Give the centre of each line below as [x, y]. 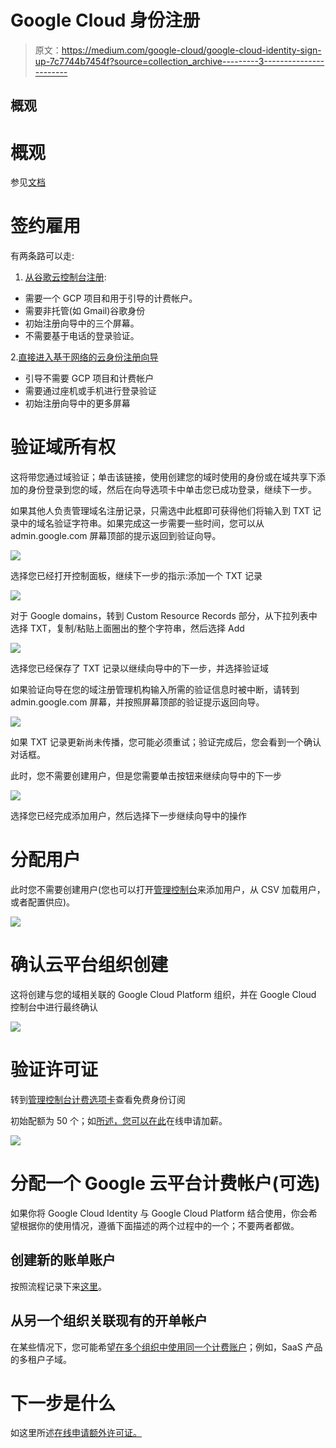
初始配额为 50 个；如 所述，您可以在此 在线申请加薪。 [119, 1120]
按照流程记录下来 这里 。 [58, 1286]
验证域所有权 [63, 447]
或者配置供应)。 [43, 902]
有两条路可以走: [42, 256]
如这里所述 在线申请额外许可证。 [76, 1433]
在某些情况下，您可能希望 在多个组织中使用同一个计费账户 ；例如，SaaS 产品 [166, 1347]
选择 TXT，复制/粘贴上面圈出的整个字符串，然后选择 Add [127, 628]
